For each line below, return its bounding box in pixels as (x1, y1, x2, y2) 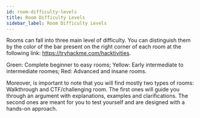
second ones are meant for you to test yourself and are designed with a (6, 99, 185, 106)
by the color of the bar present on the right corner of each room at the (6, 43, 182, 50)
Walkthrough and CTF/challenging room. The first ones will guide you (6, 86, 180, 93)
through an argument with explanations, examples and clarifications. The (6, 92, 188, 100)
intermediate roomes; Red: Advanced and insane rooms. (6, 68, 147, 75)
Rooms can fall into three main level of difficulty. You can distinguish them (6, 37, 191, 44)
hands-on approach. (6, 105, 58, 113)
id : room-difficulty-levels (6, 8, 78, 15)
